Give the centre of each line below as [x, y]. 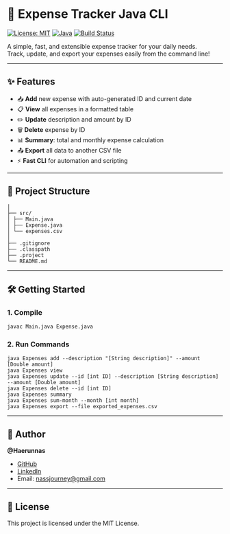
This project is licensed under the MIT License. [73, 523]
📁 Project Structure [49, 191]
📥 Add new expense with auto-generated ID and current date [104, 98]
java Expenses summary [39, 394]
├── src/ [20, 213]
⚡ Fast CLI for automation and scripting [72, 160]
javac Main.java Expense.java [50, 327]
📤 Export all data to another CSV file [69, 150]
